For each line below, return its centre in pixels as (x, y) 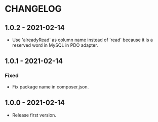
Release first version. (34, 115)
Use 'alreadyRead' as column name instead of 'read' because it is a (82, 40)
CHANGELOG (33, 9)
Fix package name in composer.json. (50, 86)
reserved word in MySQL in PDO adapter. (55, 45)
